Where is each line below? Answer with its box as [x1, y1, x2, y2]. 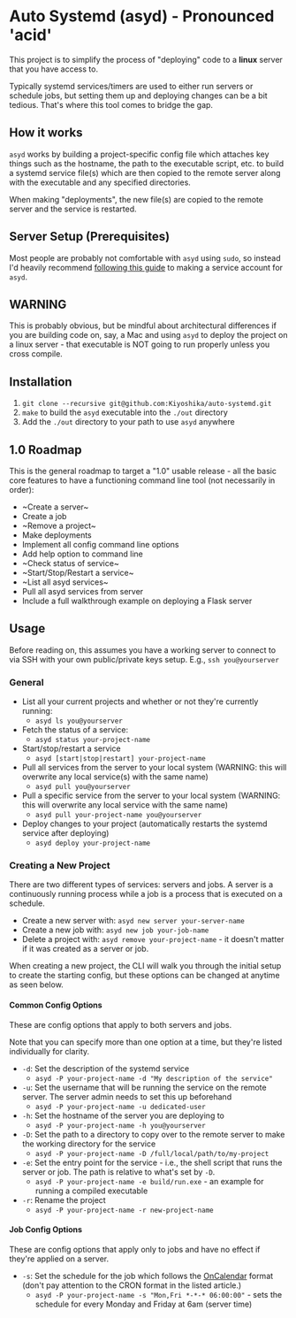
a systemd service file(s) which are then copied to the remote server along [9, 167, 281, 178]
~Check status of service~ [21, 558, 119, 568]
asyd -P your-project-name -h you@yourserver [34, 1121, 206, 1130]
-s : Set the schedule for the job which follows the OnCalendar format [21, 1270, 274, 1281]
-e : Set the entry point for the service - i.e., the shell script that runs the [21, 1157, 283, 1168]
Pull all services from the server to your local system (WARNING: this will [21, 762, 287, 773]
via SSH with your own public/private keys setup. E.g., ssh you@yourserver [9, 654, 280, 664]
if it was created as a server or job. [21, 944, 149, 954]
